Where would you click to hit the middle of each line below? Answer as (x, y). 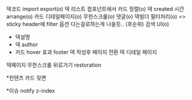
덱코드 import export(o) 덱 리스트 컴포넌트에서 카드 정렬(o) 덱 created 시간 (95, 9)
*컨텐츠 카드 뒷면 (26, 78)
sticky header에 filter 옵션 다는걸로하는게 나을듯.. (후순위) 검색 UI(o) (88, 24)
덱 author (26, 45)
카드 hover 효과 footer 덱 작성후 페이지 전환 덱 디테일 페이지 (86, 52)
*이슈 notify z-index (31, 91)
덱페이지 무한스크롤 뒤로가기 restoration (54, 65)
